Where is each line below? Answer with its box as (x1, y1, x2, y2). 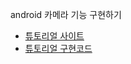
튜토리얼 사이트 (24, 30, 85, 42)
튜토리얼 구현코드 (24, 43, 93, 54)
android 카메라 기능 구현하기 (10, 9, 122, 20)
